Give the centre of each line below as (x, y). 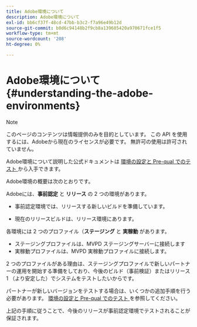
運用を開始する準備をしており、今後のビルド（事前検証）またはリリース (103, 271)
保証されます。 (24, 318)
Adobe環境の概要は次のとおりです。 (50, 181)
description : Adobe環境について (43, 17)
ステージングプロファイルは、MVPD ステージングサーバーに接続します (100, 243)
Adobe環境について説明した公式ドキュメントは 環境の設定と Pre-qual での (96, 161)
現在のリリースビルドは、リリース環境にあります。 (76, 219)
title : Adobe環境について (35, 11)
